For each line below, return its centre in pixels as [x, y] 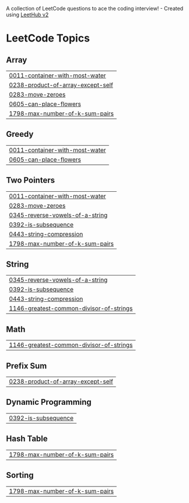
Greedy [20, 134]
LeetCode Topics [48, 38]
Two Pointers [31, 180]
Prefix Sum [27, 366]
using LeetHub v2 [27, 15]
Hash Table [27, 439]
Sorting [20, 475]
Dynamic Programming [49, 402]
